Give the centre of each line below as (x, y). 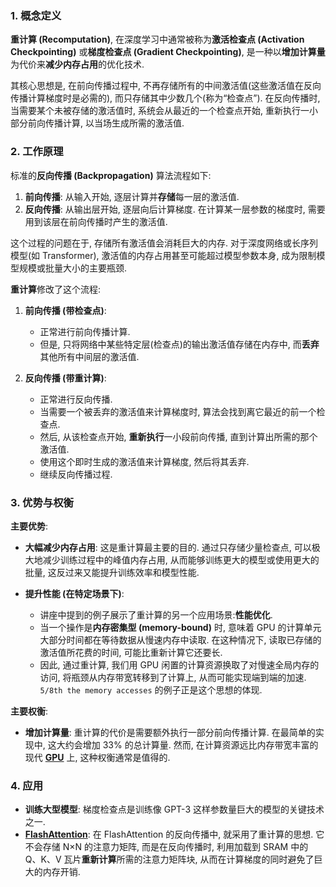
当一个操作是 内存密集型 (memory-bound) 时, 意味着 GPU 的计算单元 (180, 627)
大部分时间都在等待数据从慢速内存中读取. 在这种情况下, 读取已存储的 (180, 639)
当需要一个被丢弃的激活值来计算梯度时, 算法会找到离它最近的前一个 (178, 411)
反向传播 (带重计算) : (65, 378)
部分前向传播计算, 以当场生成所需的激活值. (97, 123)
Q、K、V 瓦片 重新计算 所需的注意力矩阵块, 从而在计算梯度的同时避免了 (169, 859)
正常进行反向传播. (76, 399)
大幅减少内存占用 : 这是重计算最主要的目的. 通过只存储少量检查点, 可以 (168, 547)
